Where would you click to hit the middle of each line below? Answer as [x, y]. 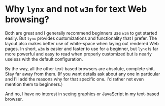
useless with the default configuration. [44, 59]
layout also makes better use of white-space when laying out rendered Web [82, 43]
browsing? [27, 19]
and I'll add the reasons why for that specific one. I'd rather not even [75, 79]
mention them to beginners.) [34, 84]
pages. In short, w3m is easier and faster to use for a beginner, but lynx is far [82, 49]
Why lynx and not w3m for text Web [76, 9]
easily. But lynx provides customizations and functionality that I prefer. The [81, 38]
